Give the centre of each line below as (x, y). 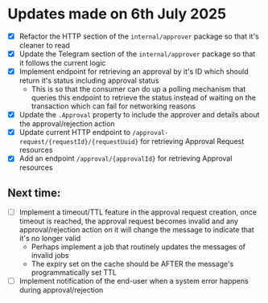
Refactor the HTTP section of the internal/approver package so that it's (139, 36)
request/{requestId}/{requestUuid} (79, 142)
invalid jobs (50, 256)
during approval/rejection (61, 290)
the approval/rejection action (67, 124)
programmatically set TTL (74, 272)
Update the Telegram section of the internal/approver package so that (137, 54)
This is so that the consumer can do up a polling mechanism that (138, 89)
